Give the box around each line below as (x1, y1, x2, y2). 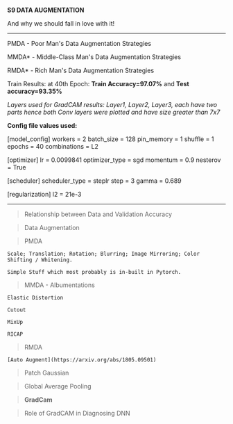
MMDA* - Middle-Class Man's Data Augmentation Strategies (7, 53, 182, 61)
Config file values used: (7, 122, 78, 129)
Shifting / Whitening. (7, 256, 73, 263)
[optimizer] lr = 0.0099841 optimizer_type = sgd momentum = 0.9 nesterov (7, 156, 221, 164)
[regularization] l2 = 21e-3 (7, 190, 82, 198)
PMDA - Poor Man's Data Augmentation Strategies (7, 40, 151, 47)
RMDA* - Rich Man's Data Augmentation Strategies (7, 66, 155, 74)
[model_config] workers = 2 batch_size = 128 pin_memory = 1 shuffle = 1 (7, 135, 214, 143)
